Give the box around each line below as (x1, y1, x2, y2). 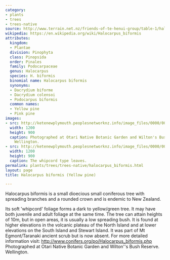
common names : (10, 102, 39, 107)
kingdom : (10, 41, 28, 46)
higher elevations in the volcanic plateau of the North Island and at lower (5, 222, 157, 228)
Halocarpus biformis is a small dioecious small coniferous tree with (5, 191, 145, 197)
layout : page (5, 168, 33, 173)
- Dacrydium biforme (10, 87, 53, 93)
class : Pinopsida (10, 54, 47, 60)
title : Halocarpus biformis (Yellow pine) (5, 172, 96, 177)
